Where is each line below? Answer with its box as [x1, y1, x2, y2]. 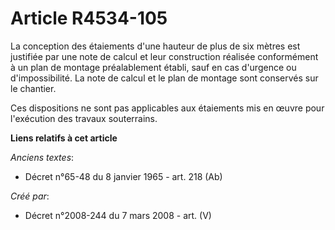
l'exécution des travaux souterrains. [10, 112, 158, 124]
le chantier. [10, 82, 57, 94]
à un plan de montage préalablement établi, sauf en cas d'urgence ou [10, 61, 297, 73]
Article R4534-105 [10, 7, 168, 30]
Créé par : [10, 190, 50, 202]
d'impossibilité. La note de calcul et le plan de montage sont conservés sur [10, 72, 319, 84]
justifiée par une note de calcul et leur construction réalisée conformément [10, 50, 319, 62]
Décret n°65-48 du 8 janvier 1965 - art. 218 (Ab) [24, 170, 223, 182]
